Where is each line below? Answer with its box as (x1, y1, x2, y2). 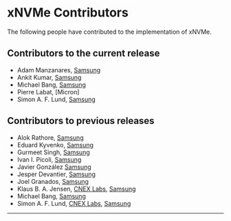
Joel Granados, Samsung (16, 177, 89, 185)
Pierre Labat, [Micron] (16, 87, 80, 96)
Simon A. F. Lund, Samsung (16, 95, 96, 103)
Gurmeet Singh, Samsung (16, 148, 91, 156)
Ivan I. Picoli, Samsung (16, 155, 82, 163)
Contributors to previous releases (7, 115, 155, 127)
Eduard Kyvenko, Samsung (16, 140, 94, 149)
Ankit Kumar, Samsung (16, 73, 82, 81)
